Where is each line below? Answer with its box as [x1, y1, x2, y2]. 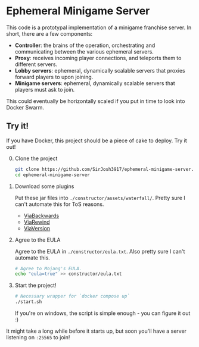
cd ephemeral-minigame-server [14, 171, 91, 178]
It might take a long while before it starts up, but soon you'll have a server [6, 327, 186, 335]
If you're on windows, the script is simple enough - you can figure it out [14, 310, 191, 317]
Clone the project [14, 155, 58, 162]
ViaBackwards [23, 212, 60, 219]
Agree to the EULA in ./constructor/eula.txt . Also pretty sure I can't [14, 248, 185, 255]
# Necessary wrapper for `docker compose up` [14, 293, 130, 299]
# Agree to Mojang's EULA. [14, 265, 82, 271]
